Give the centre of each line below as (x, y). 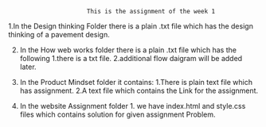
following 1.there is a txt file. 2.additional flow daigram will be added (131, 58)
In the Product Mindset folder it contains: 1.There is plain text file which (136, 82)
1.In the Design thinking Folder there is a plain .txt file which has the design (131, 26)
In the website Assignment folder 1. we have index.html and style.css (133, 106)
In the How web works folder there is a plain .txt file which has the (128, 50)
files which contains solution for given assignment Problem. (117, 114)
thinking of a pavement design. (59, 35)
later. (28, 67)
